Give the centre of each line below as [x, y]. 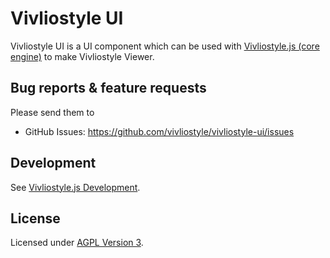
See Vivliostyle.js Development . [75, 187]
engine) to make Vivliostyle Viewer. [82, 56]
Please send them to [52, 112]
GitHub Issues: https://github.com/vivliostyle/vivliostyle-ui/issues [159, 131]
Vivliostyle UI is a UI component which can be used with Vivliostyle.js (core [165, 46]
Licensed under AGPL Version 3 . [77, 243]
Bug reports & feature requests [108, 88]
